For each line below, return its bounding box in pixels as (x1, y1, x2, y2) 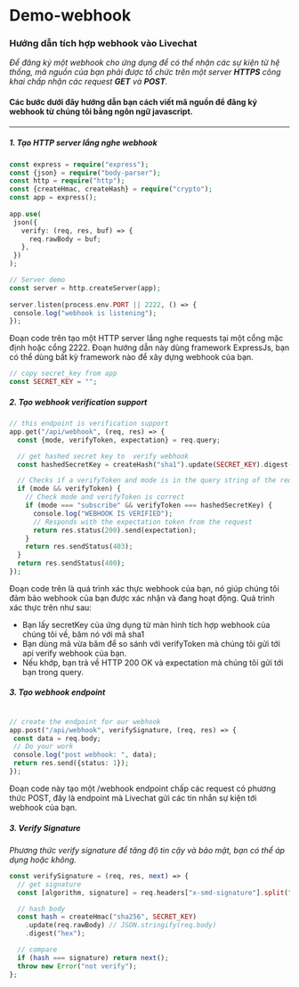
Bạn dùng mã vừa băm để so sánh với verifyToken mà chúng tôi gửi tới (21, 638, 280, 648)
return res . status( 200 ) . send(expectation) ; (32, 526, 198, 534)
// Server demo (9, 275, 66, 285)
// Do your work (12, 742, 74, 751)
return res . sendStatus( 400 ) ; (17, 559, 125, 568)
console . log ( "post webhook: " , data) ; (12, 750, 158, 760)
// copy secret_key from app (9, 369, 117, 379)
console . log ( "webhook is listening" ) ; (12, 308, 158, 317)
